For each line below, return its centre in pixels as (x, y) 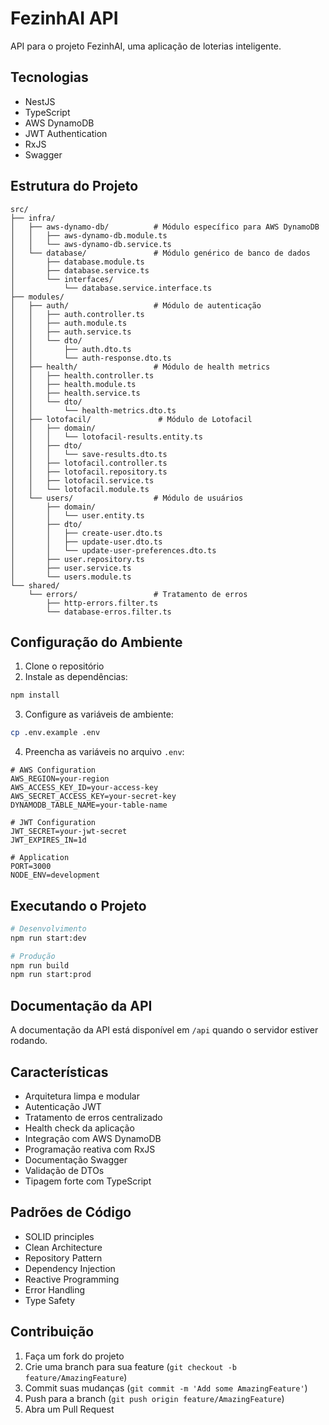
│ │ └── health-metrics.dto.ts (93, 410)
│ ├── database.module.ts (77, 262)
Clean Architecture (63, 1247)
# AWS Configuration (53, 770)
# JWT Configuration (53, 823)
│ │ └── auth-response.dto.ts (91, 358)
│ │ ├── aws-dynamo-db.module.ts (89, 235)
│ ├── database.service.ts (80, 270)
